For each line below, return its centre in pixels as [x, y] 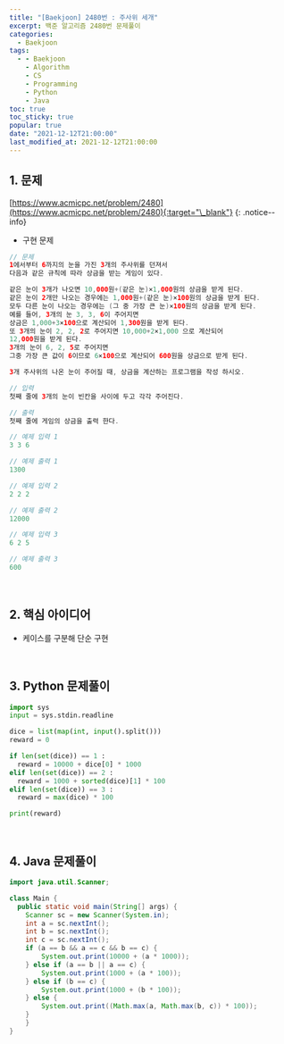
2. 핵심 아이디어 [50, 615]
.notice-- [259, 212]
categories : [31, 34]
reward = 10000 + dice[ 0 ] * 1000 [79, 764]
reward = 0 [29, 740]
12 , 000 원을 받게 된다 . [46, 339]
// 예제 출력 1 [33, 462]
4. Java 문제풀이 [53, 861]
